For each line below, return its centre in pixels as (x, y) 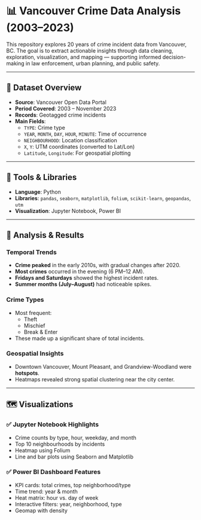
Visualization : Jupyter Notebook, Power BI (68, 211)
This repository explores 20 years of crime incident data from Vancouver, (97, 44)
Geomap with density (41, 510)
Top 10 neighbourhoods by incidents (60, 444)
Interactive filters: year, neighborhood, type (68, 504)
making (16, 63)
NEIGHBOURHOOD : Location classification (71, 140)
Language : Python (38, 192)
